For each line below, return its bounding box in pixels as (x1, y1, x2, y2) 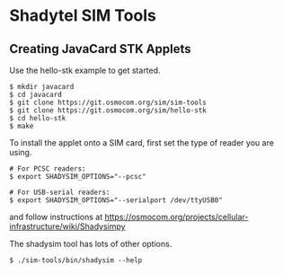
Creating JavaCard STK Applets (9, 41, 191, 57)
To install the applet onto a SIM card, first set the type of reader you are (9, 137, 274, 148)
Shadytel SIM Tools (9, 5, 157, 26)
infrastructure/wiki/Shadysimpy (9, 221, 126, 232)
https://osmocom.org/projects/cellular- (104, 212, 249, 222)
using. (9, 147, 32, 157)
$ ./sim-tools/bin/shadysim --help (9, 256, 143, 265)
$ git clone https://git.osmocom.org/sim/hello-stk (9, 106, 207, 115)
